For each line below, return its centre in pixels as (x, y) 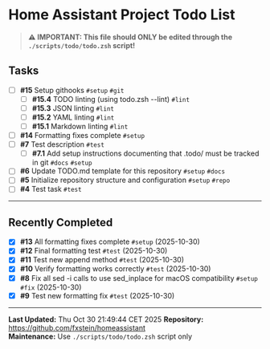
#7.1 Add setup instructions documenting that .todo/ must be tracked (145, 153)
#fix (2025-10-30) (51, 287)
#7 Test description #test (62, 144)
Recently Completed (61, 222)
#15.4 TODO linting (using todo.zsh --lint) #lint (111, 99)
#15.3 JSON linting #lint (73, 108)
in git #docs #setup (62, 163)
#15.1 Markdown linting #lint (80, 126)
